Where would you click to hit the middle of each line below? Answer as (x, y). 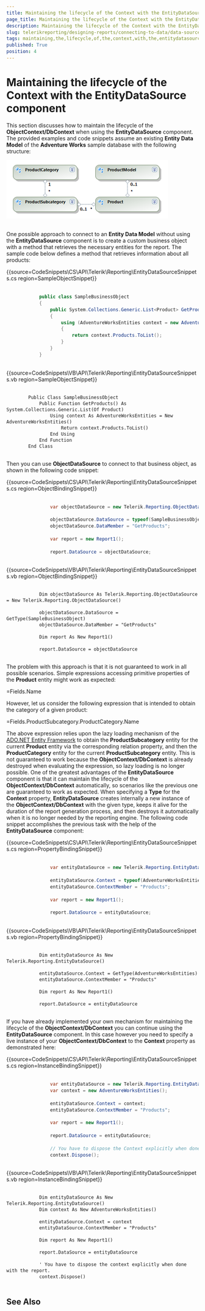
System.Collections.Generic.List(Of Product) (65, 410)
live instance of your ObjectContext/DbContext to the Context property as (101, 1041)
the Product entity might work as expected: (61, 680)
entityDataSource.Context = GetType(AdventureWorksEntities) (118, 973)
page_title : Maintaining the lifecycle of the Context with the (90, 19)
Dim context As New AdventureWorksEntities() (98, 1210)
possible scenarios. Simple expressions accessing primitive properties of (98, 673)
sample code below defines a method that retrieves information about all (98, 254)
